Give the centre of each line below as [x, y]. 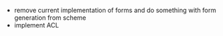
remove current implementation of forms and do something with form [115, 10]
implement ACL [36, 25]
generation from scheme [50, 18]
